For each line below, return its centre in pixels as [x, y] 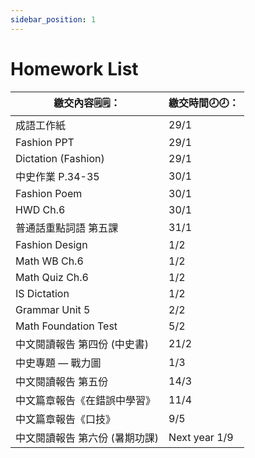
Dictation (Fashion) [60, 158]
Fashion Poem [49, 193]
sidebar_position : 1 [53, 19]
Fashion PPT [45, 142]
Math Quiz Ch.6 [52, 277]
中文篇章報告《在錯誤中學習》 [86, 400]
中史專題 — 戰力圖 [58, 363]
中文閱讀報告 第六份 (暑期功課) [87, 438]
